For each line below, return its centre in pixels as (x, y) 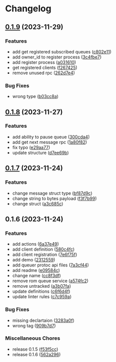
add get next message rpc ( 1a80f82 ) (50, 142)
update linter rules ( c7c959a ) (42, 297)
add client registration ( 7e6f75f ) (45, 255)
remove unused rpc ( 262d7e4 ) (44, 73)
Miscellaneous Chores (33, 338)
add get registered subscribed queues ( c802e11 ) (62, 52)
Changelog (28, 9)
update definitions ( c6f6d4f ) (41, 291)
